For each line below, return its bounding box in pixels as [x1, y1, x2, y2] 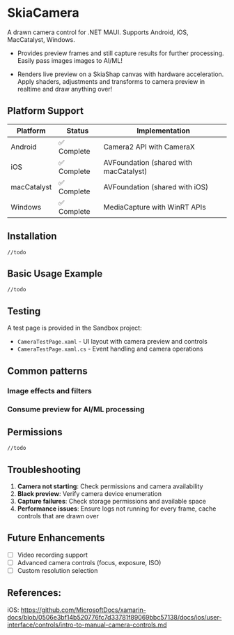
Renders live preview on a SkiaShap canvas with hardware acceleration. [17, 70, 224, 78]
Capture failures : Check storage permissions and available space [17, 497, 207, 506]
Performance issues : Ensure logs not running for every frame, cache [17, 504, 217, 513]
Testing [7, 305, 41, 317]
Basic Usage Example [7, 268, 103, 279]
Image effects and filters [7, 386, 93, 395]
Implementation [136, 126, 190, 136]
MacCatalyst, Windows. [7, 35, 75, 43]
